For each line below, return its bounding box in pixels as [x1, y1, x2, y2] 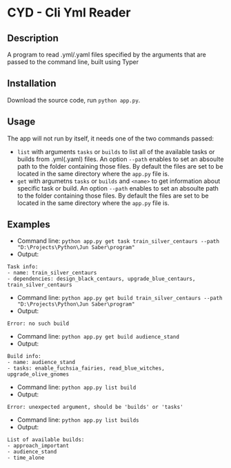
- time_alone [7, 454, 45, 462]
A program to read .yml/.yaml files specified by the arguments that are [7, 50, 207, 58]
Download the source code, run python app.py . [7, 96, 141, 104]
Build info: [7, 353, 41, 360]
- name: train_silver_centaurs [7, 270, 97, 277]
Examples [7, 219, 50, 231]
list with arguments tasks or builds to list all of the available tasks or [17, 147, 215, 156]
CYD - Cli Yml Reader [7, 5, 131, 21]
